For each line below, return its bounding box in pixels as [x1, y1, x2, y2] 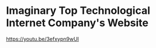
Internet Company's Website [6, 16, 149, 29]
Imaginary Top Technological [6, 4, 151, 17]
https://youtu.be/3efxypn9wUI [6, 35, 79, 42]
